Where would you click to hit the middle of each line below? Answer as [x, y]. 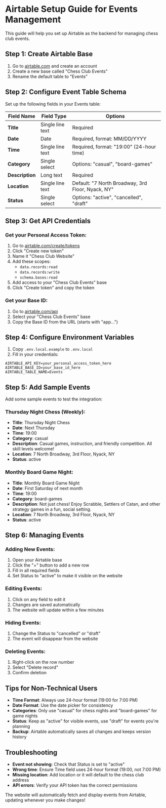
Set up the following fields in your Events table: [53, 104]
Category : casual [30, 439]
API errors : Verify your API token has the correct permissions [75, 785]
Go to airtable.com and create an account [55, 66]
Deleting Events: [25, 651]
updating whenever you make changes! [45, 800]
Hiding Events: [23, 622]
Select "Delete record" [35, 667]
